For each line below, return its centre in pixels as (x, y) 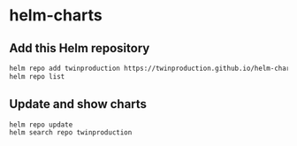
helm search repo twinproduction (71, 133)
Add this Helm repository (80, 48)
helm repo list (37, 76)
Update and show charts (78, 104)
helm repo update (41, 125)
